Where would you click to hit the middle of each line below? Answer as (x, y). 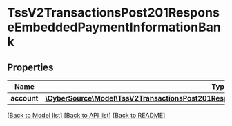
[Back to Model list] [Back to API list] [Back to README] (86, 115)
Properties (30, 67)
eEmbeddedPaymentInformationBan (114, 27)
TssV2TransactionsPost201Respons (113, 13)
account (25, 98)
